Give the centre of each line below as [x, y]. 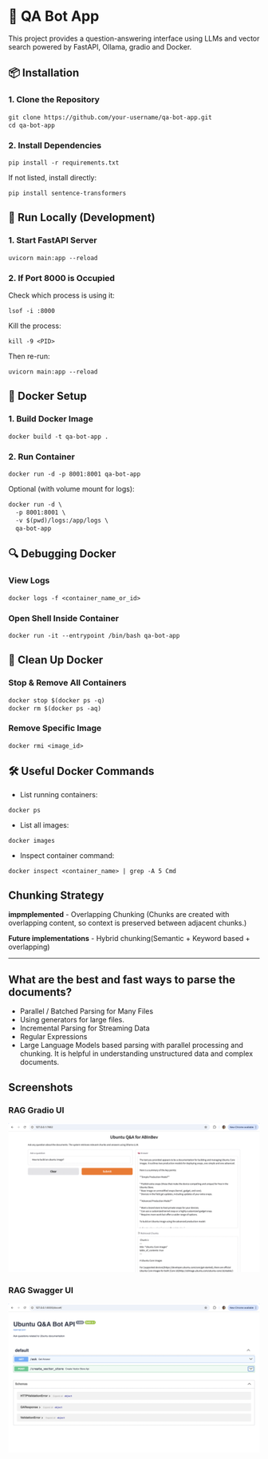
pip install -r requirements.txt [64, 163]
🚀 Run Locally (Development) [82, 217]
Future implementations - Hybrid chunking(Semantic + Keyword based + [129, 939]
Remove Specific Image [55, 728]
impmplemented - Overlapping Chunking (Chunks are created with [119, 915]
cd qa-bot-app [32, 125]
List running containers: [59, 794]
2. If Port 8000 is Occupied [62, 278]
